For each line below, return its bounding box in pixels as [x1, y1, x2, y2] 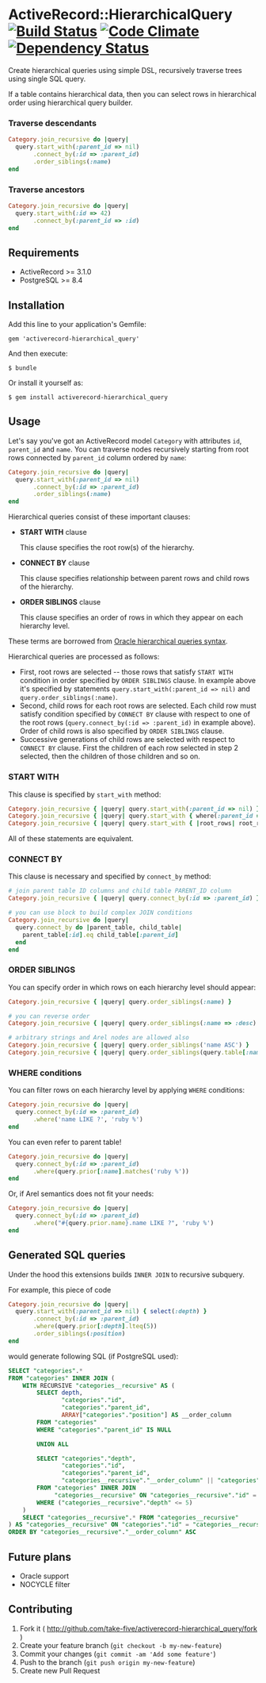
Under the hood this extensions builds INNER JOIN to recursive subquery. [8, 1270, 245, 1279]
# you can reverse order [8, 1012, 90, 1020]
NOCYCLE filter [19, 1580, 70, 1589]
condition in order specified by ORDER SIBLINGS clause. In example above [19, 676, 256, 686]
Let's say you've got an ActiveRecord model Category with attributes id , [8, 436, 242, 445]
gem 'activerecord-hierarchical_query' [8, 335, 140, 343]
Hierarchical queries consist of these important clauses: [8, 512, 191, 521]
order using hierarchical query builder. [8, 98, 133, 107]
